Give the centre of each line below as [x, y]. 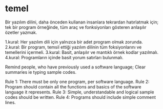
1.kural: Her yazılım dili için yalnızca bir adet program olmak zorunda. [74, 42]
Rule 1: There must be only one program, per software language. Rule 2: [77, 82]
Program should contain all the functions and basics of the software [73, 87]
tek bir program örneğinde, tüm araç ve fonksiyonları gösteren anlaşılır [76, 27]
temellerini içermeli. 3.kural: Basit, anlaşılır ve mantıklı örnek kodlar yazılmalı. [82, 52]
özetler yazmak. [21, 32]
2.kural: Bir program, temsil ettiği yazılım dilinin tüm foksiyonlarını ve [73, 47]
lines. [10, 102]
